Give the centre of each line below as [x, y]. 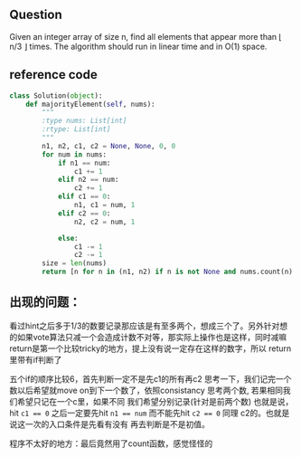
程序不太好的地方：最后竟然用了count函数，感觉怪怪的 [111, 443]
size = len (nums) [74, 263]
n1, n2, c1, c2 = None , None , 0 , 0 [109, 146]
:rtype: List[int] [76, 129]
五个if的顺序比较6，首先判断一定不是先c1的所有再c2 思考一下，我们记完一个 [150, 378]
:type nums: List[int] [85, 121]
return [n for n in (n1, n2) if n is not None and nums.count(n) [168, 272]
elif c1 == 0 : [84, 197]
